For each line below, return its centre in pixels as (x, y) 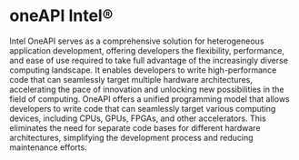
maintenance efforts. (49, 147)
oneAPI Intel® (61, 16)
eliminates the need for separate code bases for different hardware (135, 127)
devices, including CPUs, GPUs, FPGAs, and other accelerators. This (138, 118)
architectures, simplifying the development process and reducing (131, 137)
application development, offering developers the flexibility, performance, (147, 50)
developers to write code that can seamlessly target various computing (143, 108)
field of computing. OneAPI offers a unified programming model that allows (149, 99)
